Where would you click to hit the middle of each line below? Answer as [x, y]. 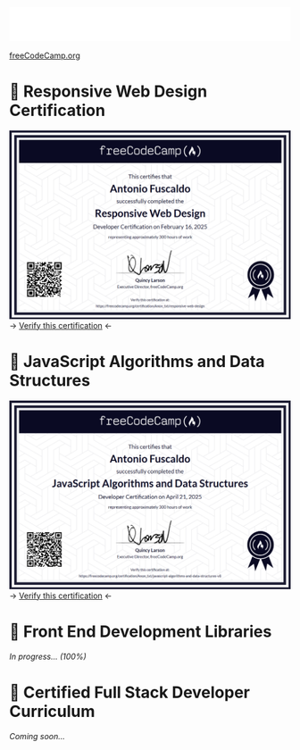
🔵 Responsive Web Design [108, 92]
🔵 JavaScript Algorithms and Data [137, 361]
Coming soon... [37, 736]
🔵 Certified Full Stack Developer [130, 692]
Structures [50, 380]
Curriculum [52, 711]
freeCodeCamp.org [45, 55]
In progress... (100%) [48, 656]
